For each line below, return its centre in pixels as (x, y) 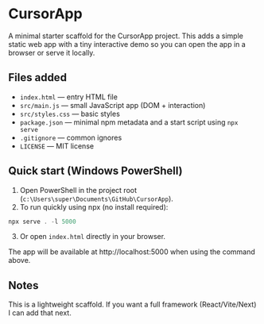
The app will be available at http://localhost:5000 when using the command (132, 252)
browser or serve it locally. (52, 52)
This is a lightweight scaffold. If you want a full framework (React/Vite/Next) (132, 305)
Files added (38, 77)
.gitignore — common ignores (71, 137)
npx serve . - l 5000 (43, 222)
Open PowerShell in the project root (78, 190)
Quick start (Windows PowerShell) (95, 171)
